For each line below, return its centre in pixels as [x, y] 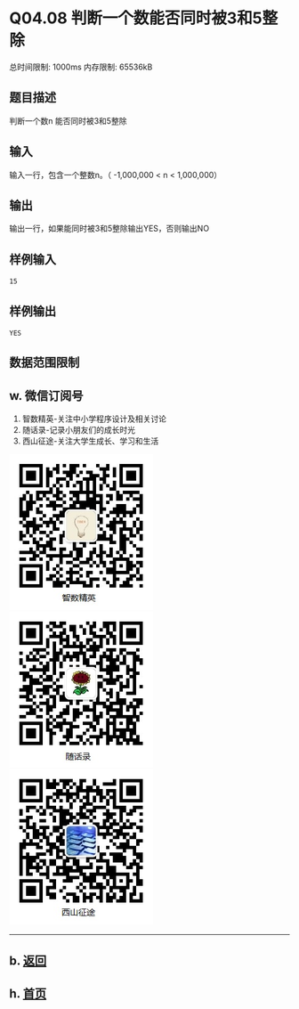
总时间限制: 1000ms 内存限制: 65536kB [81, 67]
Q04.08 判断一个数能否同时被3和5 [136, 18]
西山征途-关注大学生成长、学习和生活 [90, 441]
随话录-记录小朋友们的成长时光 [79, 430]
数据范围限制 [44, 363]
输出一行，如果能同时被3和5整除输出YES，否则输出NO [109, 229]
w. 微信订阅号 [46, 396]
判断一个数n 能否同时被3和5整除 [68, 120]
